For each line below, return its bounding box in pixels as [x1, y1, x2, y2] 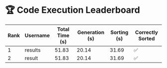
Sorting [110, 29, 129, 36]
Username [24, 32, 50, 39]
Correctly [135, 29, 158, 36]
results [24, 46, 41, 53]
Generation [77, 29, 104, 36]
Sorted [138, 35, 155, 42]
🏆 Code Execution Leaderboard [5, 4, 140, 16]
